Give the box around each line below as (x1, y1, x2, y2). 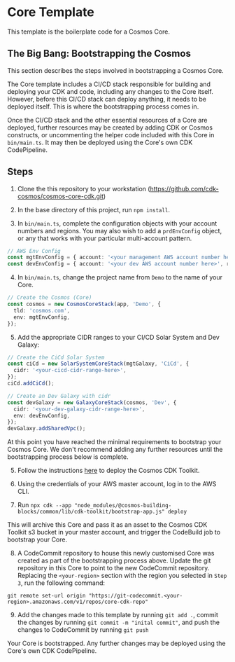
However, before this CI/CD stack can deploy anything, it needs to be (7, 95, 207, 103)
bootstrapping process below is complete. (7, 453, 129, 461)
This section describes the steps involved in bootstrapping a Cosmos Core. (7, 66, 224, 74)
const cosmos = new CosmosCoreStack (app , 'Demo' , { (7, 301, 161, 308)
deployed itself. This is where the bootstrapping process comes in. (7, 102, 199, 111)
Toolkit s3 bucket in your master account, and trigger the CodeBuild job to (7, 528, 221, 537)
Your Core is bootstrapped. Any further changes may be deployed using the (7, 639, 226, 648)
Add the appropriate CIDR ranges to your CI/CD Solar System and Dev (17, 333, 220, 341)
